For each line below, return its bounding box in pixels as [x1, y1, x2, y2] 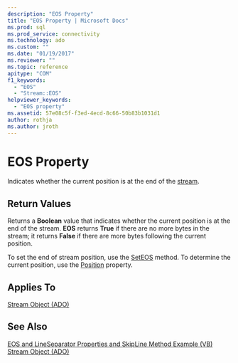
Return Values [7, 197, 72, 210]
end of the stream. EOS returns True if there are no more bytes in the [7, 224, 210, 233]
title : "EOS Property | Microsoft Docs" [7, 17, 129, 24]
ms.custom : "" [7, 43, 50, 51]
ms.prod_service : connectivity [7, 30, 100, 38]
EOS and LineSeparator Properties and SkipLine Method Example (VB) [7, 340, 213, 348]
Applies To [7, 281, 56, 293]
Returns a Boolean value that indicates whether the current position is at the [7, 216, 231, 225]
